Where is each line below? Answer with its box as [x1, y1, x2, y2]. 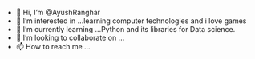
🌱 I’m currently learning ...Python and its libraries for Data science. [15, 25, 236, 33]
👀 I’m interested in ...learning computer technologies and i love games [15, 16, 247, 26]
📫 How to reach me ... [15, 42, 91, 51]
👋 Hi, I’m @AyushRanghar [15, 8, 101, 17]
